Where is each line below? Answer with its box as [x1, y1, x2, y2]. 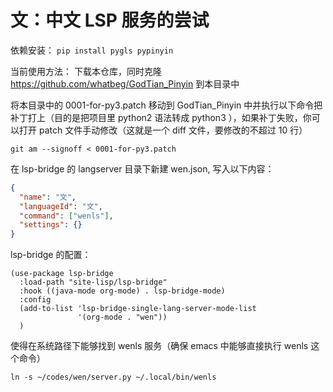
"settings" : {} [19, 220, 83, 230]
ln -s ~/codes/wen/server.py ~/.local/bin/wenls [10, 372, 217, 383]
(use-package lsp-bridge [10, 269, 114, 279]
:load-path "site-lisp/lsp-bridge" [19, 277, 168, 288]
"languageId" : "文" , [19, 201, 103, 211]
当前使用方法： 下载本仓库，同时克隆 [10, 65, 162, 77]
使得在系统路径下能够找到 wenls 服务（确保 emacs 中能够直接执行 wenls [10, 340, 309, 352]
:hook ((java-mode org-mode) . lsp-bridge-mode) [19, 286, 226, 296]
